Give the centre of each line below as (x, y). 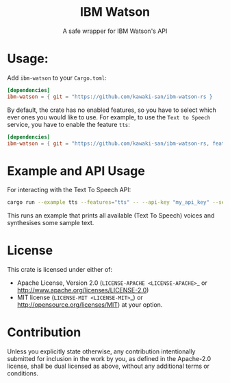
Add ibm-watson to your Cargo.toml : (57, 78)
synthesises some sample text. (51, 223)
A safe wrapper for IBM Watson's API (115, 31)
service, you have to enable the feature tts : (68, 124)
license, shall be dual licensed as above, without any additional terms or (108, 366)
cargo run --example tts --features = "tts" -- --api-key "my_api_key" (108, 202)
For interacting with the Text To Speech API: (69, 190)
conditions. (23, 373)
